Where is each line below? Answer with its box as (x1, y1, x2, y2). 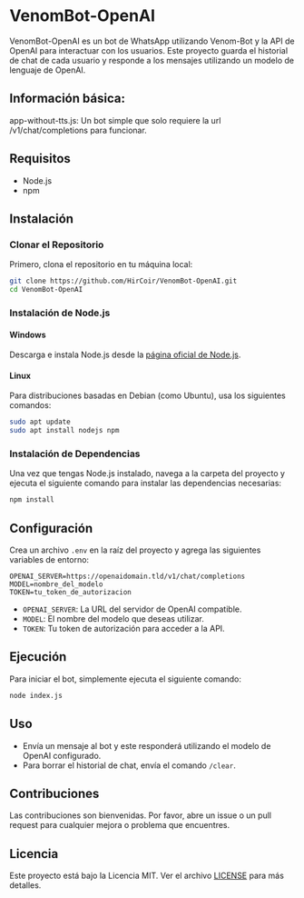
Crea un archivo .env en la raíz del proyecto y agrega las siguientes (9, 544, 261, 555)
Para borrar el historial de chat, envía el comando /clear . (22, 760, 236, 771)
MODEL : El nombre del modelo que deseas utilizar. (22, 614, 204, 624)
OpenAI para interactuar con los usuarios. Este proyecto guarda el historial (9, 45, 289, 55)
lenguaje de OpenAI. (9, 65, 86, 75)
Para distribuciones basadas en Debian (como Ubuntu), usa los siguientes (9, 390, 286, 401)
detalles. (9, 880, 42, 891)
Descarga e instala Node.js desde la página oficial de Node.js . (9, 349, 241, 360)
